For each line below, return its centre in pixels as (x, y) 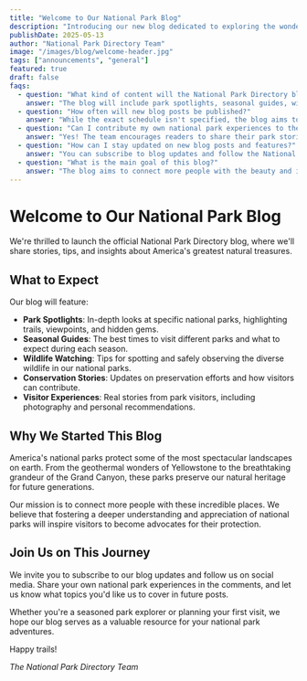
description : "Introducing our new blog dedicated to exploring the (143, 27)
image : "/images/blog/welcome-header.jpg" (91, 52)
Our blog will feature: (49, 302)
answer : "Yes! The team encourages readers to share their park (151, 137)
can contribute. (51, 388)
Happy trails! (33, 649)
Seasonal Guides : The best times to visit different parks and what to (151, 339)
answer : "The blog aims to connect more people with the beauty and (159, 171)
